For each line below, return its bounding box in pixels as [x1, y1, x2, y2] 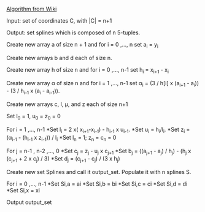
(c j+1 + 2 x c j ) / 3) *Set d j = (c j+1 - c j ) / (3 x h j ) [6, 155, 121, 164]
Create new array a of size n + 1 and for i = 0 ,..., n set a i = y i [6, 41, 158, 50]
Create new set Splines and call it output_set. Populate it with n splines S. [6, 168, 191, 176]
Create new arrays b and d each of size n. [6, 54, 112, 61]
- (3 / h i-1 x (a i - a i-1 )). [6, 87, 60, 96]
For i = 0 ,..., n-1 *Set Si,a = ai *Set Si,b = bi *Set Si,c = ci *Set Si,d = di [6, 180, 188, 187]
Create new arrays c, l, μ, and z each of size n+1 [6, 100, 128, 108]
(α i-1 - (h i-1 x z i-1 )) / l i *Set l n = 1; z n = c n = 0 [6, 134, 117, 143]
